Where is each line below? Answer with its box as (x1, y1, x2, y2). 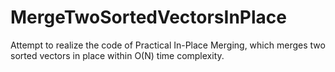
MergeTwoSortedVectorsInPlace (10, 6, 287, 29)
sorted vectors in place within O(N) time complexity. (10, 49, 225, 61)
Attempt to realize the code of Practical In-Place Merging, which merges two (10, 39, 326, 51)
